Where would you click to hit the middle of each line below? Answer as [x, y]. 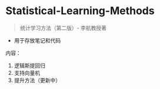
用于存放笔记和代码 [37, 40]
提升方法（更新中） [37, 80]
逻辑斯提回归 [29, 65]
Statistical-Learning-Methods [80, 11]
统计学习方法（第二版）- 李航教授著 [63, 28]
